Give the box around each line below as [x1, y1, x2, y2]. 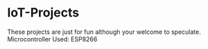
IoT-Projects [7, 5, 80, 21]
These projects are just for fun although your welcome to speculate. [7, 28, 201, 36]
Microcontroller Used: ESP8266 [7, 35, 98, 43]
